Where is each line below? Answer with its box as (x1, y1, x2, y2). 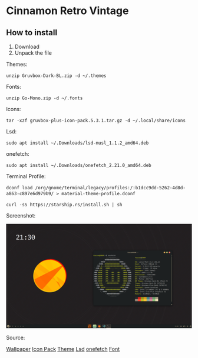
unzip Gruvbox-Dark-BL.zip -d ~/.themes (6, 73, 107, 79)
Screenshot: (6, 212, 36, 219)
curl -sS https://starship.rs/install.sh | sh (6, 202, 123, 208)
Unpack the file (14, 49, 52, 56)
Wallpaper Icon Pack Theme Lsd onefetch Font (6, 345, 120, 352)
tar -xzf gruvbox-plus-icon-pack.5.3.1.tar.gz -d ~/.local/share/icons (6, 118, 186, 123)
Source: (6, 334, 25, 341)
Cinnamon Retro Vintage (6, 4, 129, 18)
